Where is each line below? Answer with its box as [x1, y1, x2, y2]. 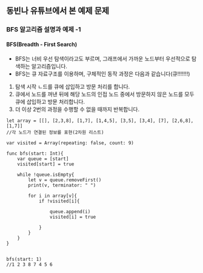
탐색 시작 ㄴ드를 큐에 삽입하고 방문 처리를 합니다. [15, 83, 130, 90]
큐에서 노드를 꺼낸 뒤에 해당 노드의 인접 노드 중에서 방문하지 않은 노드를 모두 [15, 90, 195, 98]
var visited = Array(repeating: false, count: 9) [6, 140, 135, 146]
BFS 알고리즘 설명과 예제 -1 [6, 25, 81, 34]
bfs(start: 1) [6, 256, 42, 262]
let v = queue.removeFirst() [28, 177, 102, 183]
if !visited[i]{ [38, 198, 80, 204]
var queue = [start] [17, 156, 69, 162]
